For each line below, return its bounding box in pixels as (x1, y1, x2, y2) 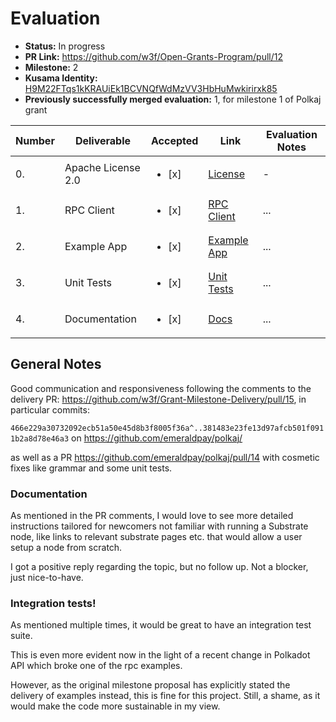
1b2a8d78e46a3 (10, 433, 70, 444)
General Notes (10, 356, 102, 373)
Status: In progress (24, 40, 106, 52)
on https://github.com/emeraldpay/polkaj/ (71, 432, 243, 444)
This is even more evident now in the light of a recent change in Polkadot (10, 649, 311, 661)
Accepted (151, 133, 199, 147)
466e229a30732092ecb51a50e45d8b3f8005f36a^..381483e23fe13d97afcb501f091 (10, 423, 325, 433)
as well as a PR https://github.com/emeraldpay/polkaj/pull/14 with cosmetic (10, 451, 320, 463)
